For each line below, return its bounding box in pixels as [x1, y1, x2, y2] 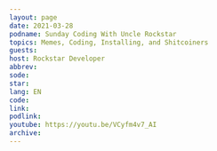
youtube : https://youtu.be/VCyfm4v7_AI [9, 121, 157, 130]
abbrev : [9, 63, 38, 72]
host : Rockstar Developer [9, 54, 105, 63]
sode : [9, 71, 29, 80]
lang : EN [9, 87, 42, 96]
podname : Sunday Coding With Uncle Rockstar [9, 29, 177, 38]
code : [9, 95, 29, 105]
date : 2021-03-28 [9, 21, 74, 30]
